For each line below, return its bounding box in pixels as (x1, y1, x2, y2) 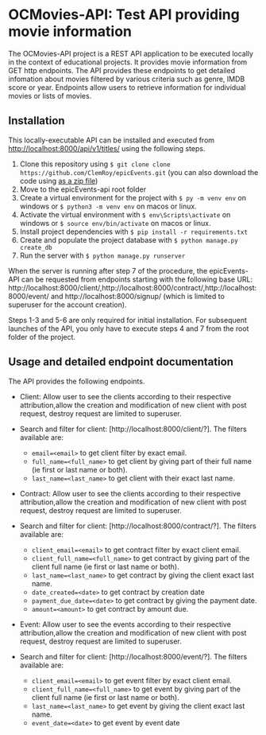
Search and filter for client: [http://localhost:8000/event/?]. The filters (19, 651, 248, 661)
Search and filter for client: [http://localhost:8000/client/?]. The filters (19, 424, 248, 434)
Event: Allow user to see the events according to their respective (19, 619, 232, 629)
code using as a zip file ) (19, 176, 98, 185)
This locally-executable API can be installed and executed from (8, 135, 215, 145)
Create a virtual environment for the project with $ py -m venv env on (19, 192, 246, 202)
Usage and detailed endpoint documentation (8, 356, 234, 369)
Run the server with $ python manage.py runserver (19, 251, 186, 260)
